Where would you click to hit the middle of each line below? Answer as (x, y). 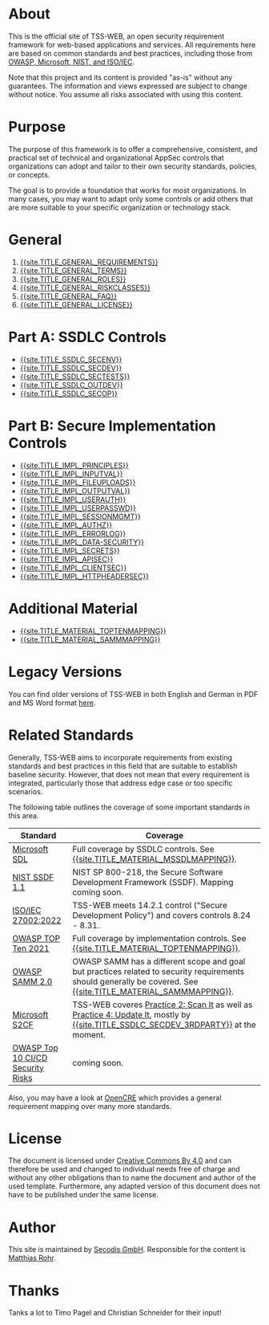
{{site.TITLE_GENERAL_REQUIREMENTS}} (89, 262)
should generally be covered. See (135, 981)
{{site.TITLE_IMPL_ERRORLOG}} (73, 533)
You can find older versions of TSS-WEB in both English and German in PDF (133, 694)
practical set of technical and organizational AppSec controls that (116, 157)
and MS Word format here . (52, 703)
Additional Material (73, 608)
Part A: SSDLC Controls (87, 337)
